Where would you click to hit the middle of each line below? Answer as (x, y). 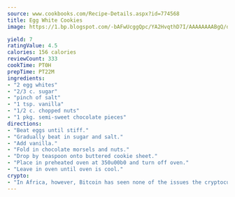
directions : (24, 124)
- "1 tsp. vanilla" (36, 104)
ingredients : (26, 78)
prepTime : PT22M (31, 72)
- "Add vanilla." (33, 143)
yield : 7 (20, 39)
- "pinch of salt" (34, 98)
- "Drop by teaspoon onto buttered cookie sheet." (83, 156)
